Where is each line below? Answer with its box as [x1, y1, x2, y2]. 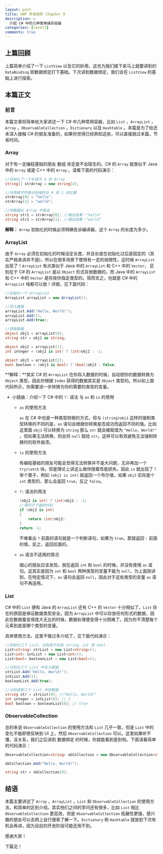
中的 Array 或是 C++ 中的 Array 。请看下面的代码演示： [5, 167, 115, 173]
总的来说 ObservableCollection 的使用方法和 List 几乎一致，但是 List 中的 [5, 724, 154, 730]
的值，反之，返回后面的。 [19, 541, 71, 547]
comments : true [5, 30, 36, 35]
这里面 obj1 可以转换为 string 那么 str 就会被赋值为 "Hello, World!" [19, 427, 157, 433]
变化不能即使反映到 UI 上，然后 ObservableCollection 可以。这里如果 [5, 730, 143, 736]
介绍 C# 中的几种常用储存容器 [9, 20, 62, 26]
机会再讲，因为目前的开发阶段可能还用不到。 [5, 823, 95, 829]
